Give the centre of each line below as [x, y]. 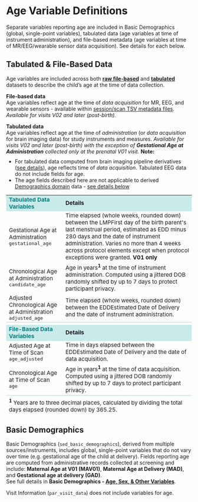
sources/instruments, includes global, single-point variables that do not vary [99, 450]
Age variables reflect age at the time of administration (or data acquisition [96, 132]
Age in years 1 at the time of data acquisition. [123, 369]
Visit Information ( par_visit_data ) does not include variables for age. [90, 493]
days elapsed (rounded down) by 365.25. [63, 409]
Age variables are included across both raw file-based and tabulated [91, 78]
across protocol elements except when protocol [127, 250]
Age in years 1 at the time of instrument [115, 267]
